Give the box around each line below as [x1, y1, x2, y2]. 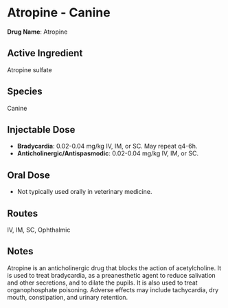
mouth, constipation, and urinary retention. [7, 293, 128, 301]
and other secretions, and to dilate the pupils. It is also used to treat [7, 278, 198, 287]
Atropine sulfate [7, 65, 53, 74]
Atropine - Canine [7, 5, 111, 21]
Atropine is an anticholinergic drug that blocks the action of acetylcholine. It [7, 263, 222, 272]
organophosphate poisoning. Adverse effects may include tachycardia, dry [7, 285, 219, 294]
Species [7, 86, 43, 98]
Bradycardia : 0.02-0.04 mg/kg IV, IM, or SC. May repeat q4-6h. [16, 142, 198, 151]
